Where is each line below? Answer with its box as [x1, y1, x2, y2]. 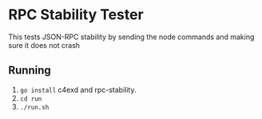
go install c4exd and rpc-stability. [19, 85, 137, 94]
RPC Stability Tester [8, 6, 144, 24]
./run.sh [19, 103, 50, 111]
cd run [19, 94, 42, 103]
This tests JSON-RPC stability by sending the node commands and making [8, 32, 255, 42]
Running [8, 64, 52, 77]
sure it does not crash [8, 40, 81, 50]
